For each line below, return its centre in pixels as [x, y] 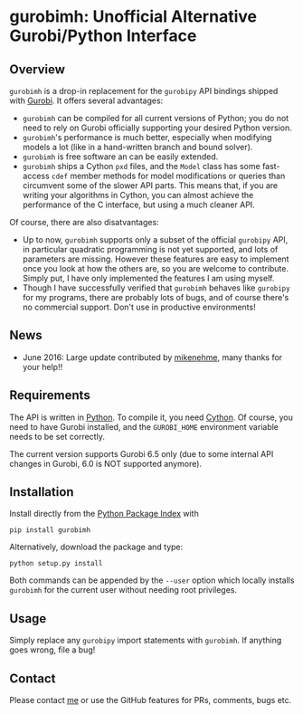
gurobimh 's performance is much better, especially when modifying [147, 137]
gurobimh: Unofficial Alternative [133, 17]
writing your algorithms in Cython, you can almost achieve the [138, 195]
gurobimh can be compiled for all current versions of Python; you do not [156, 118]
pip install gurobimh [50, 530]
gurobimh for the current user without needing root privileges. [123, 590]
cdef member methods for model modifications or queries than [168, 176]
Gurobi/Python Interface [103, 36]
